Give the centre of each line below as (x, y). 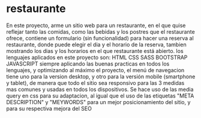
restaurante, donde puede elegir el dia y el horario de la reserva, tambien (97, 45)
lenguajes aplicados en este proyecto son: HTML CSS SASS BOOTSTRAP (97, 57)
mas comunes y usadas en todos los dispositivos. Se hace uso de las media (100, 89)
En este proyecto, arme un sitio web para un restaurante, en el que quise (96, 25)
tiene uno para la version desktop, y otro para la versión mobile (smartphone (101, 76)
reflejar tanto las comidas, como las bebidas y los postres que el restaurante (100, 31)
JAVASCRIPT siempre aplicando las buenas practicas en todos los (88, 64)
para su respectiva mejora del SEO (49, 108)
